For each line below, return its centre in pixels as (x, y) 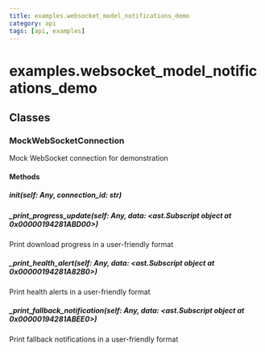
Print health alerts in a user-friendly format (80, 292)
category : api (33, 23)
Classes (30, 117)
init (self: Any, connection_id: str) (66, 195)
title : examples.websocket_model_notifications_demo (99, 16)
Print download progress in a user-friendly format (91, 245)
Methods (25, 176)
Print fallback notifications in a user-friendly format (94, 339)
